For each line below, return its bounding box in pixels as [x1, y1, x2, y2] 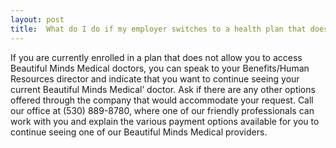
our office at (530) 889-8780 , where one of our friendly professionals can [10, 104, 315, 116]
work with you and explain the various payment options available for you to [10, 115, 320, 127]
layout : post [10, 14, 65, 25]
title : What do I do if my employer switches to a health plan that [10, 24, 307, 34]
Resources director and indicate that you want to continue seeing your [10, 72, 300, 85]
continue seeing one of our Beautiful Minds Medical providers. [10, 126, 268, 138]
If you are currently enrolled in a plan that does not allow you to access [10, 51, 303, 63]
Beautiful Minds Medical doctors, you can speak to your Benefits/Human [10, 62, 310, 74]
